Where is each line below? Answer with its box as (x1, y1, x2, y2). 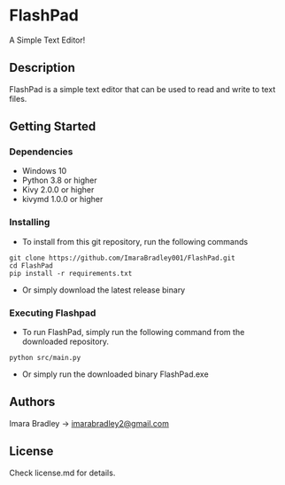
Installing (9, 216, 50, 229)
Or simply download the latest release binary (21, 285, 186, 295)
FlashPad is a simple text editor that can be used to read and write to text (9, 83, 276, 94)
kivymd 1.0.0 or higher (21, 194, 104, 205)
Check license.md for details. (9, 467, 116, 478)
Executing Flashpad (9, 307, 96, 319)
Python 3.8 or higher (21, 175, 97, 186)
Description (9, 60, 75, 75)
